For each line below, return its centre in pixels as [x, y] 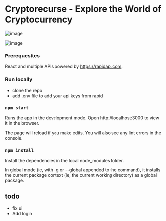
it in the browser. [22, 123]
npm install [20, 150]
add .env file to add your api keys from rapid [57, 96]
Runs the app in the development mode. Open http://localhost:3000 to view [82, 118]
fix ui [17, 208]
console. [14, 138]
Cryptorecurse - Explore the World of [83, 9]
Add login [22, 213]
